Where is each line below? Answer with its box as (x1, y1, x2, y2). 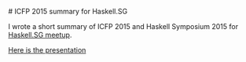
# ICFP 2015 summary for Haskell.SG (8, 7, 128, 16)
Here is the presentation (8, 46, 86, 54)
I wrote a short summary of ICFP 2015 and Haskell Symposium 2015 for (8, 22, 238, 31)
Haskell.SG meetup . (8, 31, 72, 39)
